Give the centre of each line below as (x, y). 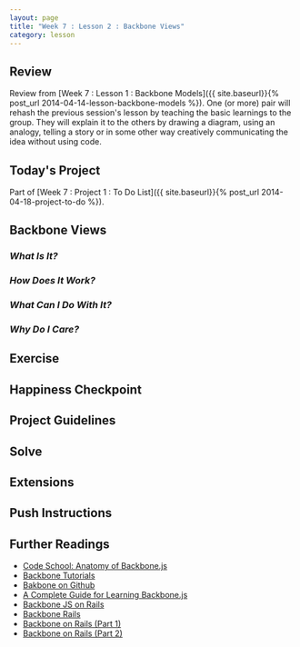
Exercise (35, 358)
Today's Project (55, 170)
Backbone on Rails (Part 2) (72, 633)
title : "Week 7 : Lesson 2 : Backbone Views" (97, 26)
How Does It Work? (52, 281)
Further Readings (60, 544)
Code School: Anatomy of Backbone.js (95, 566)
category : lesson (42, 35)
